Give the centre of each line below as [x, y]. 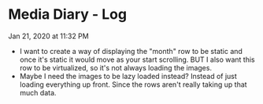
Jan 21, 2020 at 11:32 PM [48, 36]
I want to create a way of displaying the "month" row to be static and [131, 51]
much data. [38, 92]
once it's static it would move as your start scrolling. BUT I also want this [137, 59]
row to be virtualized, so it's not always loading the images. [116, 67]
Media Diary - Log [68, 14]
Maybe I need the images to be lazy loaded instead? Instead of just [128, 76]
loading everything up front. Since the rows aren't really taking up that [133, 84]
